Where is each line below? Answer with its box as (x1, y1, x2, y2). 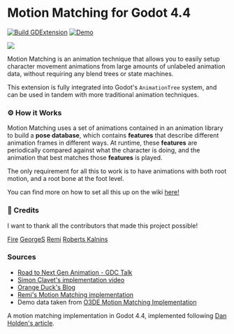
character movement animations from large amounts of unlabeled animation (7, 61, 226, 71)
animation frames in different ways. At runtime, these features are (7, 138, 198, 147)
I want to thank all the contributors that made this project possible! (7, 222, 198, 230)
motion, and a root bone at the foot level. (7, 175, 124, 183)
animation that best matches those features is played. (7, 154, 163, 162)
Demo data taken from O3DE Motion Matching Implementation (17, 298, 197, 306)
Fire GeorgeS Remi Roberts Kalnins (7, 235, 108, 243)
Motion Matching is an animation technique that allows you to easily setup (7, 55, 220, 63)
